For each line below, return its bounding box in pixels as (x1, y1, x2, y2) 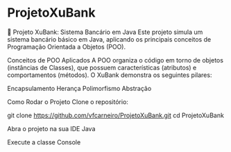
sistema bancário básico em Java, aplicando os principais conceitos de (7, 35, 212, 43)
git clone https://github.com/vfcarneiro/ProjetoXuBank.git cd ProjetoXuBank (7, 111, 224, 119)
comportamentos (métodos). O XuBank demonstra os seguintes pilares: (7, 71, 212, 79)
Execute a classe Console (7, 137, 81, 146)
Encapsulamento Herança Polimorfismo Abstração (7, 84, 152, 92)
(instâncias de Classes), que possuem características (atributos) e (7, 63, 197, 71)
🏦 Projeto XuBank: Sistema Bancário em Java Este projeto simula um (7, 28, 203, 36)
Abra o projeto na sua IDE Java (7, 124, 96, 133)
